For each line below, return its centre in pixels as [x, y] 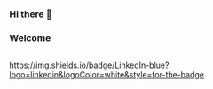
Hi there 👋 [31, 14]
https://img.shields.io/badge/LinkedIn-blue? [89, 65]
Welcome [30, 37]
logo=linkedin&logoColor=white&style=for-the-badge [106, 75]
